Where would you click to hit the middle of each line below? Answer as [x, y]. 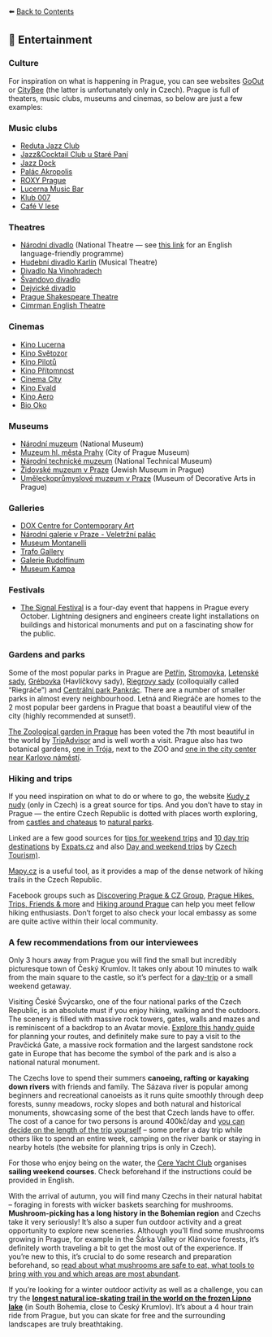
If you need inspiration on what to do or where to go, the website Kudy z [129, 797]
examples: [26, 107]
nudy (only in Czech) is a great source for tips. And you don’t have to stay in [136, 805]
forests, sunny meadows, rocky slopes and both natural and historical [125, 1104]
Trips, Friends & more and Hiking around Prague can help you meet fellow [132, 904]
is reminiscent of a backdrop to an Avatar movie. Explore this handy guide [132, 1028]
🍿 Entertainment [50, 40]
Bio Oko [33, 404]
